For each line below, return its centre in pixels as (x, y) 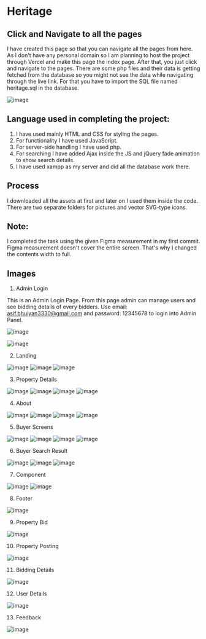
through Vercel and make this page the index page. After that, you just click (102, 62)
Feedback (29, 617)
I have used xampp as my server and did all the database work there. (103, 167)
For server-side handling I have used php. (69, 147)
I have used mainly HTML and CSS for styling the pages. (87, 134)
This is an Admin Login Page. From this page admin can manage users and (101, 300)
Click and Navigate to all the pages (74, 34)
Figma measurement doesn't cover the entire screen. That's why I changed (102, 248)
